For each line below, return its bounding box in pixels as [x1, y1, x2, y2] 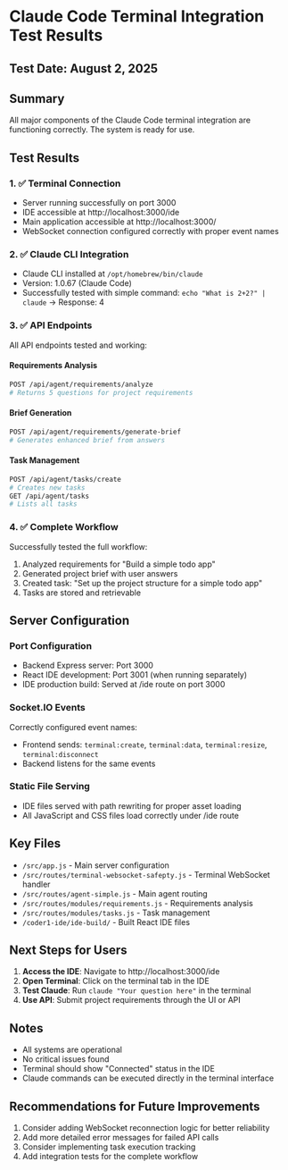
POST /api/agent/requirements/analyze [9, 380, 153, 389]
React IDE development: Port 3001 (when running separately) [21, 669, 248, 680]
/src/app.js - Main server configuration [21, 860, 169, 871]
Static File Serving [9, 780, 91, 793]
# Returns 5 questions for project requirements [9, 388, 193, 397]
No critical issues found [21, 1054, 110, 1065]
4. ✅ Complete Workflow [9, 521, 119, 534]
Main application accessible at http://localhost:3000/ [21, 216, 217, 227]
